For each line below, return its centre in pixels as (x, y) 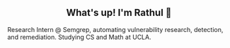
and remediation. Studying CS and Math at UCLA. (79, 37)
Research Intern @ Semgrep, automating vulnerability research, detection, (115, 29)
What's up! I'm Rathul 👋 (119, 13)
